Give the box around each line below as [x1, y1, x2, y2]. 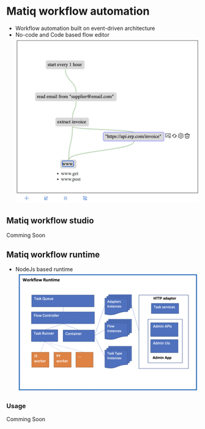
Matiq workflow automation [6, 4, 150, 18]
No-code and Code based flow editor [15, 31, 110, 38]
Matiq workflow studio [6, 215, 94, 226]
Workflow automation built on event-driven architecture [15, 24, 155, 32]
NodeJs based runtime [15, 265, 73, 273]
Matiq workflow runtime [6, 249, 100, 259]
